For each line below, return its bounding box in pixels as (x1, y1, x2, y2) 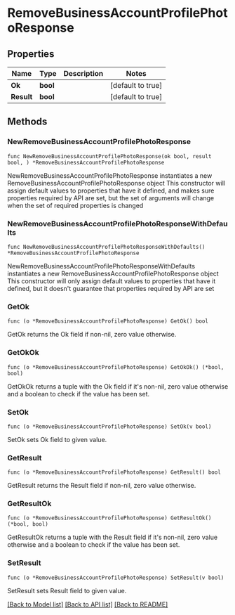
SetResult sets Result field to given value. (7, 586, 127, 595)
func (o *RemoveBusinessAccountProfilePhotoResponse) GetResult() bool (7, 469, 221, 476)
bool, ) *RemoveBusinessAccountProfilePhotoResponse (7, 159, 165, 166)
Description (63, 69, 104, 78)
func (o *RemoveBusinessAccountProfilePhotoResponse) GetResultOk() (7, 514, 212, 522)
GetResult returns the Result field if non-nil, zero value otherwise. (7, 481, 196, 490)
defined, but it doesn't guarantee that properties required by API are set (7, 284, 215, 292)
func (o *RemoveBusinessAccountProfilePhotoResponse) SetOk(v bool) (7, 423, 212, 430)
